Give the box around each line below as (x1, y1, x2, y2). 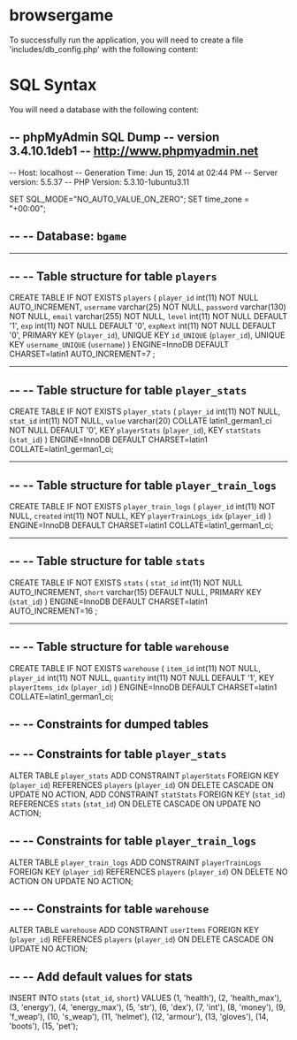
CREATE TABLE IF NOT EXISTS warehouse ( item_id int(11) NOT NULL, (9, 662, 261, 673)
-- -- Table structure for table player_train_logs (9, 478, 277, 493)
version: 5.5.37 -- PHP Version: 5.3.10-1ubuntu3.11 (9, 176, 190, 187)
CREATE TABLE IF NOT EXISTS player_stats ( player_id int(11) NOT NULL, (9, 406, 281, 417)
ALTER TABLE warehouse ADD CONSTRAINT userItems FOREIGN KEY (9, 925, 259, 936)
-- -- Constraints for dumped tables (9, 716, 209, 731)
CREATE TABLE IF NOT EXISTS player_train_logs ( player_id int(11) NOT (9, 501, 276, 511)
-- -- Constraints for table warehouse (9, 901, 209, 916)
